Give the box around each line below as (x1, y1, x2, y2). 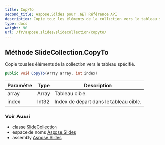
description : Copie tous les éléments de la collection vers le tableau (5, 16, 157, 21)
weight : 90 (5, 26, 27, 30)
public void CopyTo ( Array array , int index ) (5, 71, 98, 76)
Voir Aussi (5, 113, 30, 119)
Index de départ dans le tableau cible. (55, 98, 141, 105)
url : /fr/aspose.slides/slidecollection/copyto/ (5, 30, 107, 35)
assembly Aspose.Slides (12, 134, 62, 140)
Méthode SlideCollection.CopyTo (5, 48, 109, 57)
